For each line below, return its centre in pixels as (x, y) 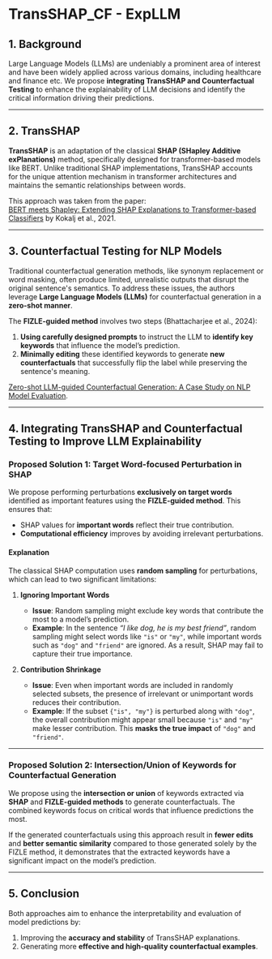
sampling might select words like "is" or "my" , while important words (147, 636)
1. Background (45, 44)
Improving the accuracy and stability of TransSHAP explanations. (130, 937)
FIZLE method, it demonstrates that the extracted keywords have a (119, 852)
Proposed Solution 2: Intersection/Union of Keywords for (123, 765)
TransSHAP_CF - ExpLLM (95, 14)
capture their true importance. (83, 653)
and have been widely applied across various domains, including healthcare (135, 72)
